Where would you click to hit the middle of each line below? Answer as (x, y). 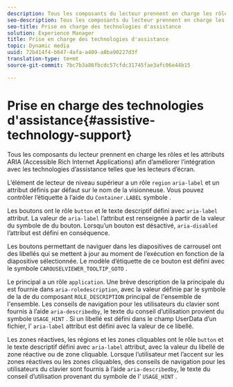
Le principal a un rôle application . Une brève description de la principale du (116, 282)
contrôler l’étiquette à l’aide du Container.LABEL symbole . (89, 197)
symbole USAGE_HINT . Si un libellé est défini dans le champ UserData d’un (112, 318)
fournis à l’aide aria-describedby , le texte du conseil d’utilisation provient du (115, 311)
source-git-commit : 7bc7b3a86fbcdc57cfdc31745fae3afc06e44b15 (99, 65)
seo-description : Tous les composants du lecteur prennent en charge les (116, 20)
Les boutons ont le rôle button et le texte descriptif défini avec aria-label (112, 210)
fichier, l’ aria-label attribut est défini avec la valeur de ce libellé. (101, 326)
